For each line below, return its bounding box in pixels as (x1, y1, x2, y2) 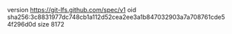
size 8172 (38, 20, 65, 28)
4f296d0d (7, 20, 37, 28)
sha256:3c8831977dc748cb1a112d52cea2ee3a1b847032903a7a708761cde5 (7, 13, 226, 21)
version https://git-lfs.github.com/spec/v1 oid (7, 6, 137, 14)
